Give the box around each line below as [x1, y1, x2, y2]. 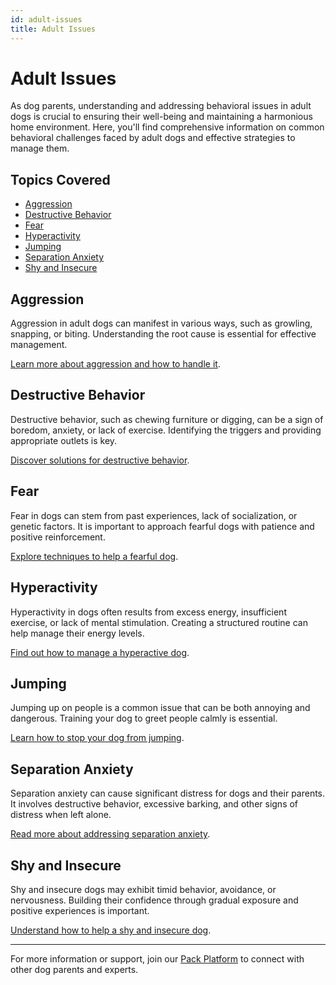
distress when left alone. [10, 809, 112, 821]
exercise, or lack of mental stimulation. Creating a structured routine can [10, 616, 308, 628]
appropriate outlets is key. [10, 434, 118, 446]
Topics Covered [10, 171, 111, 188]
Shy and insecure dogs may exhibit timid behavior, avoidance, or [10, 883, 277, 895]
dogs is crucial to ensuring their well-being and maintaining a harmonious [10, 111, 313, 123]
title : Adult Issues [10, 24, 97, 34]
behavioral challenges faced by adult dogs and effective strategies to [10, 132, 296, 144]
